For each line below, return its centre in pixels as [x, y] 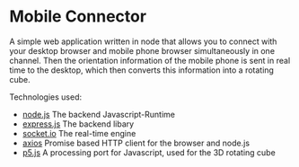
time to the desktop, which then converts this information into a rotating [141, 70]
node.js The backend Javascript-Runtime [99, 114]
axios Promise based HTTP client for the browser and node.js [136, 143]
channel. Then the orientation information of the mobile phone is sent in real [150, 60]
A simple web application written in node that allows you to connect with [143, 41]
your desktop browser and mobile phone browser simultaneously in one [142, 50]
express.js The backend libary [78, 124]
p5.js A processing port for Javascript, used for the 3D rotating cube [149, 152]
